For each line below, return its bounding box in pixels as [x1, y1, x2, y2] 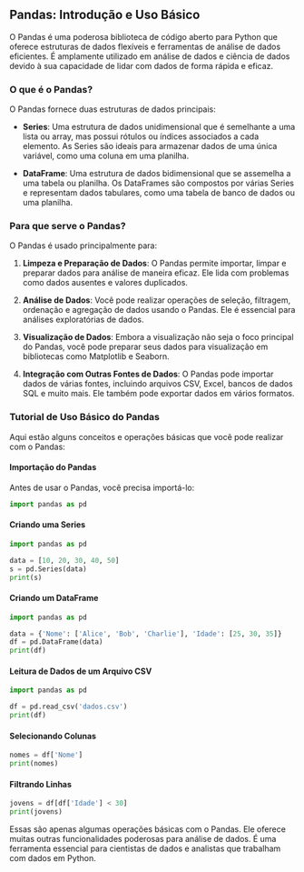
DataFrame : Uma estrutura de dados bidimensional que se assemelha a [22, 168, 291, 179]
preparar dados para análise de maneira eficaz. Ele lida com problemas [22, 267, 289, 278]
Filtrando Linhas [9, 778, 73, 789]
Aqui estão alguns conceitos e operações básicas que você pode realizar [9, 431, 284, 442]
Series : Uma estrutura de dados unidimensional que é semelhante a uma [22, 122, 296, 133]
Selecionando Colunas [9, 730, 97, 741]
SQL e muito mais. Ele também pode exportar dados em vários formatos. [22, 388, 295, 399]
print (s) [9, 573, 43, 582]
